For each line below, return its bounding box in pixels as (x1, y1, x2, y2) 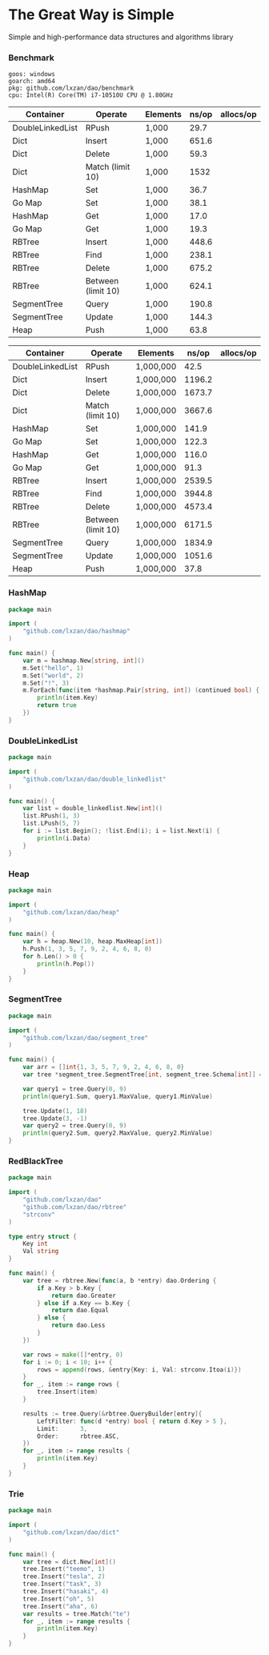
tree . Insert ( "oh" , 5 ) (22, 1595, 94, 1603)
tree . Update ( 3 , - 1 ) (22, 1115, 88, 1123)
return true (37, 701, 78, 709)
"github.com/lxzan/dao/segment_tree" (22, 1034, 149, 1042)
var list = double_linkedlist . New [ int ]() (22, 805, 163, 813)
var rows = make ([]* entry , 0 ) (22, 1351, 124, 1359)
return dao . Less (50, 1321, 106, 1330)
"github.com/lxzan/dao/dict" (22, 1528, 120, 1536)
